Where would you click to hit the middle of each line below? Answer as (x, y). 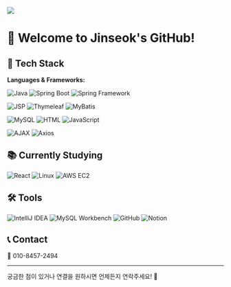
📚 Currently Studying (55, 156)
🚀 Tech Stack (36, 64)
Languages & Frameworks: (46, 80)
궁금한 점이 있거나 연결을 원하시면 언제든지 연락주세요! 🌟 (82, 277)
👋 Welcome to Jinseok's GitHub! (101, 38)
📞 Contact (27, 240)
